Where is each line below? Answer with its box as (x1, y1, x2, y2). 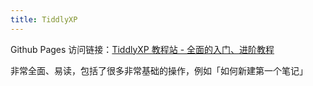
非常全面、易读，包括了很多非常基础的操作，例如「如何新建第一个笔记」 (10, 64, 308, 76)
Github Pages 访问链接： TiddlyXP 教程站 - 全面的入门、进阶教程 (10, 43, 275, 55)
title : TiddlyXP (10, 14, 78, 25)
